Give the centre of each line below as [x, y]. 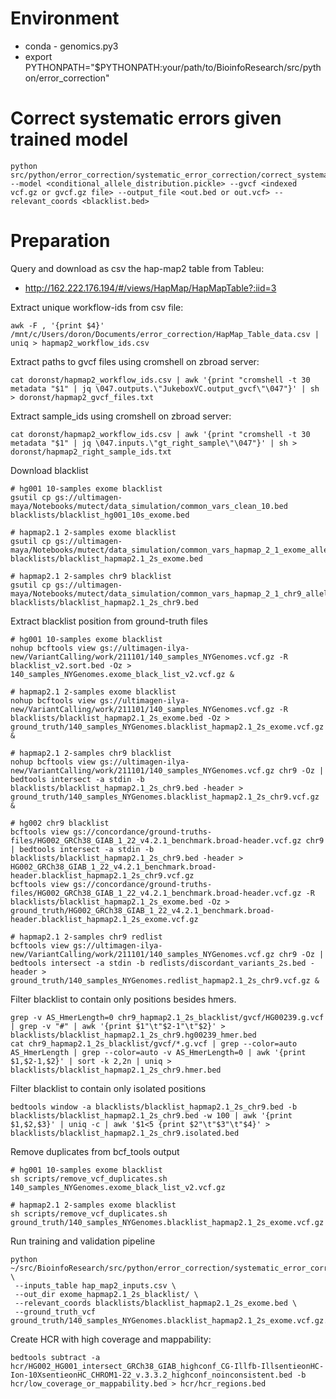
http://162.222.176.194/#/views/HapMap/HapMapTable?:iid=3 [150, 288]
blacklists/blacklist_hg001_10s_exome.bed [100, 515]
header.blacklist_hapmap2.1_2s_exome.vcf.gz [104, 919]
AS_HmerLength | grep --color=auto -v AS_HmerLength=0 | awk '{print [158, 1052]
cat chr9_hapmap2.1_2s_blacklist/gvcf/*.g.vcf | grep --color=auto [154, 1043]
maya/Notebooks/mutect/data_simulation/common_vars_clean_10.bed [149, 506]
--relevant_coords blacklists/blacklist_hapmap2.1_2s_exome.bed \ [156, 1303]
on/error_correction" [67, 78]
